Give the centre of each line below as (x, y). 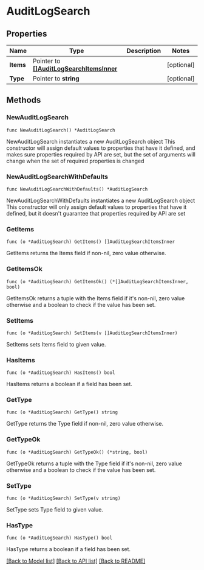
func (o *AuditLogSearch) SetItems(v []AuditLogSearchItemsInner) (92, 333)
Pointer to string (56, 79)
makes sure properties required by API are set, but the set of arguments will (101, 154)
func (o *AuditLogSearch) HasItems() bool (61, 373)
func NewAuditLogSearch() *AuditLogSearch (61, 130)
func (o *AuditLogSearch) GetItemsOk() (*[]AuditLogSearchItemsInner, (97, 281)
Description (144, 51)
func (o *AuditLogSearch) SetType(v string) (63, 498)
